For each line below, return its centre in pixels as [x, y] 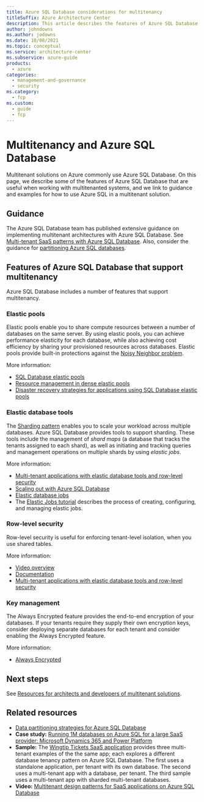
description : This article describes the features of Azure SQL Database [102, 23]
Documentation [35, 574]
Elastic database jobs [42, 495]
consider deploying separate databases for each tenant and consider [93, 629]
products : [19, 63]
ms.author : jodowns [31, 35]
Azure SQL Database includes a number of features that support [87, 291]
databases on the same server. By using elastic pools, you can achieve [95, 334]
